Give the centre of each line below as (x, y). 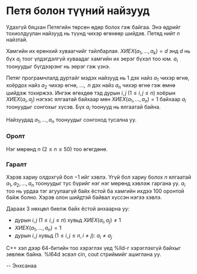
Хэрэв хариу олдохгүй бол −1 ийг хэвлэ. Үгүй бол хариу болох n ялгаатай (98, 177)
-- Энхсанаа (21, 266)
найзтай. (17, 39)
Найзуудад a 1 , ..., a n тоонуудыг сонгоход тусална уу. (71, 120)
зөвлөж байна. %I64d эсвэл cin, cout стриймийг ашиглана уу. (84, 255)
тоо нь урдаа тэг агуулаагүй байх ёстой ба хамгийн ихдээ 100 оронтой (95, 191)
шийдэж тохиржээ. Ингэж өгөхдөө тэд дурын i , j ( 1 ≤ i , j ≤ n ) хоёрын (91, 93)
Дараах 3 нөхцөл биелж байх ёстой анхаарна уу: (68, 208)
